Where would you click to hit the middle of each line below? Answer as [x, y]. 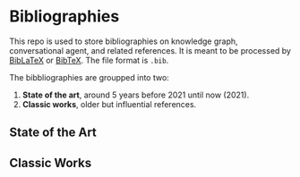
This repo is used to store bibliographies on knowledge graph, [124, 41]
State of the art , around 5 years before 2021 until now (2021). [136, 95]
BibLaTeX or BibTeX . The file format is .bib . [89, 60]
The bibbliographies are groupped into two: [90, 77]
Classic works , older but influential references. [109, 104]
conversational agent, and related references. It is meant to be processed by [150, 50]
